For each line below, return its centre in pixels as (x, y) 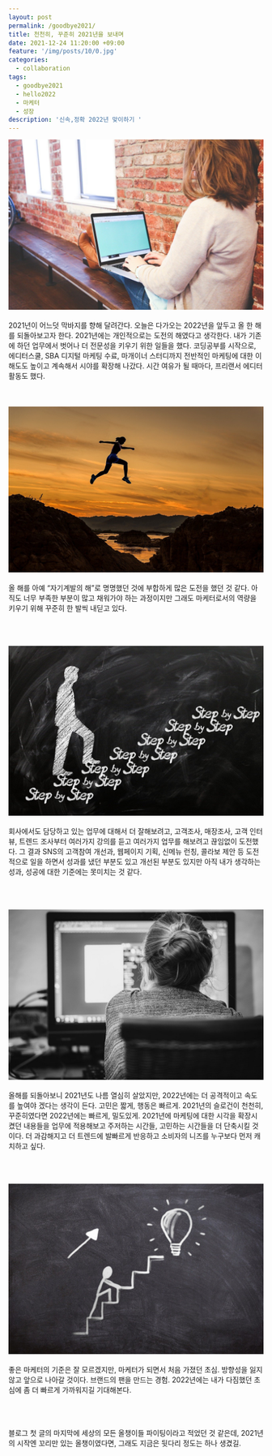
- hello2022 (36, 94)
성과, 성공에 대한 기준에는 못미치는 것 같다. (75, 872)
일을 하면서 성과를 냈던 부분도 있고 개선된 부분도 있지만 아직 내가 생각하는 (145, 862)
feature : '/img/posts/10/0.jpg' (63, 52)
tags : (17, 77)
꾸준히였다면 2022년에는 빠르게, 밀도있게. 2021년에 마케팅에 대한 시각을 (122, 1115)
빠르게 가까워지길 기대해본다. (86, 1389)
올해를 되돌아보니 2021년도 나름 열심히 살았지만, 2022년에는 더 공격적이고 (125, 1095)
